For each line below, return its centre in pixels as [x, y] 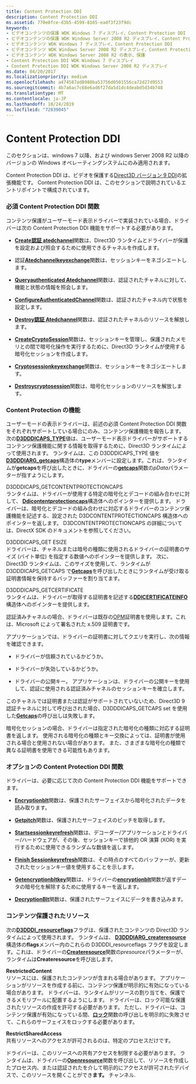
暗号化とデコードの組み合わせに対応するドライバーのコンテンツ [108, 508]
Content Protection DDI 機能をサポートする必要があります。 [105, 228]
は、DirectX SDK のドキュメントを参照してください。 [70, 530]
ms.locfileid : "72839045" [37, 110]
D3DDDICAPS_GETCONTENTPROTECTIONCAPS [64, 486]
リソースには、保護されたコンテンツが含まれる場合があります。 [82, 978]
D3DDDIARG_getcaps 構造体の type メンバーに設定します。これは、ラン [92, 460]
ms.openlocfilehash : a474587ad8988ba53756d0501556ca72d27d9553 [85, 83]
